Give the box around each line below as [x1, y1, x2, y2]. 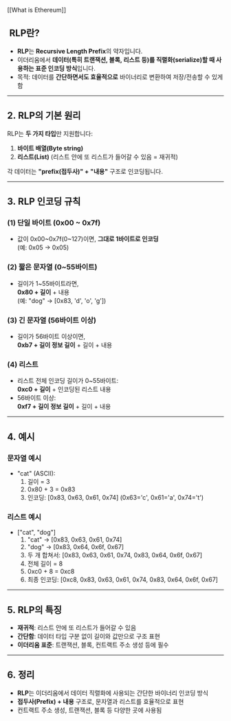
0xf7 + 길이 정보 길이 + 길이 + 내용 [16, 402, 111, 411]
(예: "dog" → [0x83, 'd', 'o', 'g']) [16, 296, 107, 304]
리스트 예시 [7, 512, 42, 522]
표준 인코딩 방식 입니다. [35, 64, 96, 72]
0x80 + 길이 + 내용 [16, 288, 70, 296]
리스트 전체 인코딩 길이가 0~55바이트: [16, 377, 119, 385]
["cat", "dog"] [16, 529, 56, 537]
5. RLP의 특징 [7, 604, 62, 616]
